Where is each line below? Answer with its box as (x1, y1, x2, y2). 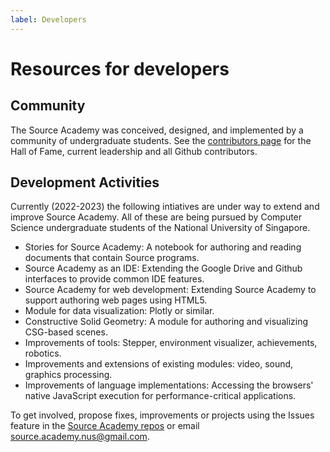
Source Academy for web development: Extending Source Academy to (24, 284, 317, 296)
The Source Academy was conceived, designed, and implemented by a (10, 124, 304, 136)
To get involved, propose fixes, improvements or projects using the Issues (10, 409, 315, 421)
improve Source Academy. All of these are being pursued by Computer (10, 211, 303, 223)
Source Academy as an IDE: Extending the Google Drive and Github (24, 262, 303, 275)
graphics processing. (24, 369, 113, 381)
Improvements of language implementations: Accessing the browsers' (24, 379, 314, 391)
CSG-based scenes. (24, 326, 108, 338)
